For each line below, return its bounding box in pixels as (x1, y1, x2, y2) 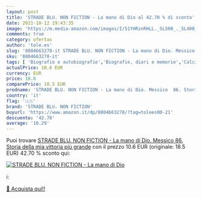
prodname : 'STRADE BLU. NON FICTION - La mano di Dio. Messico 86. (6, 87, 182, 93)
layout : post (6, 8, 39, 15)
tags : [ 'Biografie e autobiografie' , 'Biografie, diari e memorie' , (6, 59, 182, 65)
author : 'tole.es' (6, 43, 52, 49)
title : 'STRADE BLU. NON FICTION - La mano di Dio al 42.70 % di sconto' (6, 14, 195, 20)
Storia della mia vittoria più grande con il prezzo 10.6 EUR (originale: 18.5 (6, 143, 185, 151)
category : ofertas (6, 37, 52, 43)
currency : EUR (6, 70, 42, 76)
